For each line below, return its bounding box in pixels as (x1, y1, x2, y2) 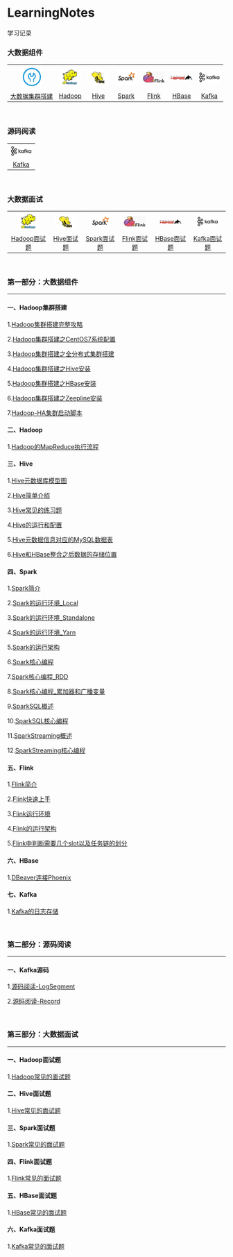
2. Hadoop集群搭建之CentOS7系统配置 (7, 335, 116, 343)
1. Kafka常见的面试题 (7, 1242, 64, 1250)
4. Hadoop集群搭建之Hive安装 (7, 364, 92, 373)
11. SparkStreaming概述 (7, 732, 73, 740)
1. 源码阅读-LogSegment (7, 982, 76, 990)
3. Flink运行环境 (7, 810, 51, 818)
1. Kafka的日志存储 (7, 907, 59, 916)
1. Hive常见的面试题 (7, 1106, 61, 1115)
